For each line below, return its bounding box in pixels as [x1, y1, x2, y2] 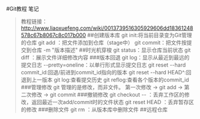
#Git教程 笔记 [6, 5, 39, 12]
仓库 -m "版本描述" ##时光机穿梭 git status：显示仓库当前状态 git [31, 46, 191, 54]
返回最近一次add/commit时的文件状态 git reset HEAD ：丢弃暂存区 [31, 99, 194, 105]
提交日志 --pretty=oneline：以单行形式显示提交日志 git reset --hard [20, 61, 186, 68]
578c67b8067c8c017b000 [20, 32, 87, 39]
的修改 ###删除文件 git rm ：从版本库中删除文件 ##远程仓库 [20, 106, 168, 113]
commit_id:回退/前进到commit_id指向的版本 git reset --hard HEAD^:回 [20, 69, 192, 76]
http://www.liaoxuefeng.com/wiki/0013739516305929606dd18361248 [20, 24, 193, 32]
